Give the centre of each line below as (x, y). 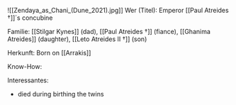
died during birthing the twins (61, 94)
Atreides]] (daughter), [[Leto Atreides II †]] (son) (77, 39)
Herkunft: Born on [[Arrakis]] (49, 53)
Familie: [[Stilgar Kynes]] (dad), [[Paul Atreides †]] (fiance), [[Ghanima (109, 32)
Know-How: (25, 66)
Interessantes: (28, 80)
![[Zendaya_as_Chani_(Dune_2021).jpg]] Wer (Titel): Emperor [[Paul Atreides (118, 10)
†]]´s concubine (30, 18)
